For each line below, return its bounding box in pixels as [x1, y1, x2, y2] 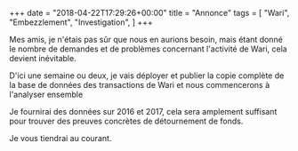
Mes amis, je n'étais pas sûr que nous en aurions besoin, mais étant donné [9, 35, 283, 44]
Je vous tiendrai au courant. [9, 133, 112, 143]
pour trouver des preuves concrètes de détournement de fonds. [9, 115, 244, 126]
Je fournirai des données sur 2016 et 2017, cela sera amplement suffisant [9, 107, 278, 116]
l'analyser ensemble [9, 89, 84, 99]
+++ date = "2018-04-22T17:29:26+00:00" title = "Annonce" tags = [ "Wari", [9, 8, 290, 18]
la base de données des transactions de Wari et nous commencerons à [9, 80, 270, 90]
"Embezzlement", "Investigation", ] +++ [9, 17, 154, 28]
